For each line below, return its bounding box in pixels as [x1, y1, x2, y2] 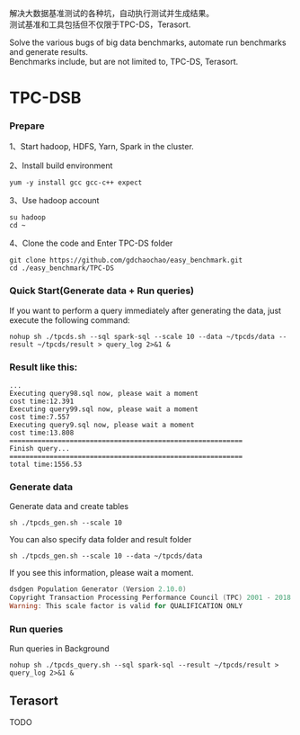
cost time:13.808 [9, 428, 75, 438]
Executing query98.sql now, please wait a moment [9, 390, 199, 399]
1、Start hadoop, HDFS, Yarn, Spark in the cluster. [9, 141, 195, 152]
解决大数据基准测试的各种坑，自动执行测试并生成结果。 [9, 8, 214, 18]
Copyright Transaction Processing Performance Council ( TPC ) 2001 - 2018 [9, 593, 292, 603]
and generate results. [9, 47, 88, 57]
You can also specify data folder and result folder [9, 534, 192, 545]
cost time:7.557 [9, 413, 70, 422]
